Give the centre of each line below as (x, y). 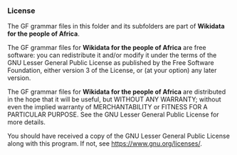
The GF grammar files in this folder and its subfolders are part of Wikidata (116, 26)
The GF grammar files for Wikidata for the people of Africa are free (107, 48)
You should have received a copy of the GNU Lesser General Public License (118, 136)
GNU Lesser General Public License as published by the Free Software (111, 63)
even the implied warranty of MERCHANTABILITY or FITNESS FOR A (107, 107)
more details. (27, 122)
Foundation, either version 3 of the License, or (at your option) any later (112, 71)
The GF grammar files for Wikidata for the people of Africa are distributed (117, 92)
